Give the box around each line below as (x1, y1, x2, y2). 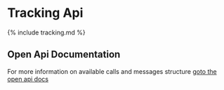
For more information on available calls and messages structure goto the (7, 67, 217, 75)
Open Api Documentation (7, 49, 121, 60)
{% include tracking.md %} (7, 28, 86, 37)
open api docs (7, 75, 49, 83)
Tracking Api (7, 5, 84, 21)
